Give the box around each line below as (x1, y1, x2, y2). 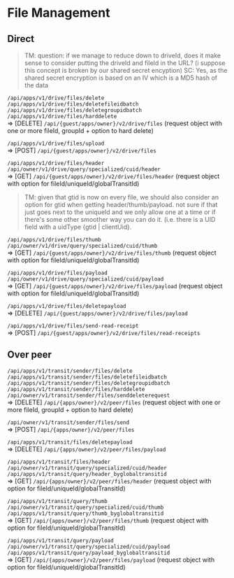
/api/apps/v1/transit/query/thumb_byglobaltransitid (7, 509, 164, 517)
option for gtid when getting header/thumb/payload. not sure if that (24, 201, 218, 209)
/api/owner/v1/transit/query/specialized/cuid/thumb (7, 504, 164, 511)
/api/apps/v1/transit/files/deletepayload (7, 439, 133, 446)
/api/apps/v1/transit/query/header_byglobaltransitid (7, 470, 168, 477)
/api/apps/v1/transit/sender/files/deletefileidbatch (7, 373, 168, 381)
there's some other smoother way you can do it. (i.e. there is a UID (24, 216, 216, 223)
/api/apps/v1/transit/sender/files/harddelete (7, 386, 145, 393)
